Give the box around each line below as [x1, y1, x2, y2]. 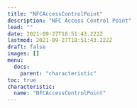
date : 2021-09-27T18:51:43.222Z [7, 30, 103, 38]
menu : [7, 57, 23, 64]
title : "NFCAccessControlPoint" [7, 10, 103, 18]
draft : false [7, 43, 46, 50]
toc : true [7, 76, 37, 84]
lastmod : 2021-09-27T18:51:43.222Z [7, 37, 113, 44]
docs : [13, 63, 31, 70]
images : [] [7, 50, 40, 58]
